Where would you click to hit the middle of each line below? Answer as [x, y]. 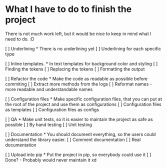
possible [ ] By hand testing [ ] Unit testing [49, 124]
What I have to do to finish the [68, 9]
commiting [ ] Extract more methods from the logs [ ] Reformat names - [79, 84]
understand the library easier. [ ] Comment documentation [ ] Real [73, 139]
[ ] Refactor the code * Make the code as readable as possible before [76, 78]
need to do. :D [20, 39]
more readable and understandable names [49, 89]
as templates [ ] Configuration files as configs [52, 109]
